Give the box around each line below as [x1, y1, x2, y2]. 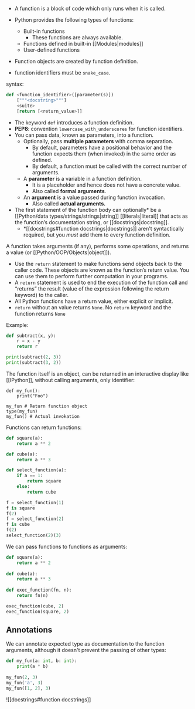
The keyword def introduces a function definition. [14, 119, 134, 126]
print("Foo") [16, 393, 49, 399]
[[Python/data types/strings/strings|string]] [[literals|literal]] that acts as [14, 212, 189, 220]
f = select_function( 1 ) [6, 499, 64, 505]
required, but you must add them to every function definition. [23, 231, 171, 238]
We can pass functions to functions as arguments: [6, 543, 128, 550]
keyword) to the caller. [14, 291, 69, 298]
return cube [27, 489, 57, 495]
